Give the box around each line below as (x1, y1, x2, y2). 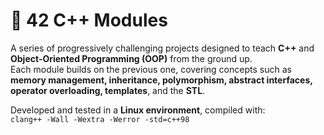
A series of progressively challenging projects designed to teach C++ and (10, 42, 315, 54)
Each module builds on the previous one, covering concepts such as (10, 63, 292, 75)
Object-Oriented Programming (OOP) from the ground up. (10, 52, 253, 64)
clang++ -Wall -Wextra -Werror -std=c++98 (10, 114, 190, 124)
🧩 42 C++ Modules (10, 9, 168, 32)
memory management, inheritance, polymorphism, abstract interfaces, (10, 74, 313, 86)
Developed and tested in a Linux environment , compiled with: (10, 104, 266, 116)
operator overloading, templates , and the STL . (10, 84, 206, 96)
